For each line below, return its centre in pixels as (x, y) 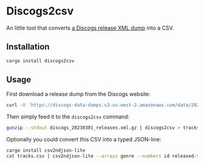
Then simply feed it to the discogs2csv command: (68, 117)
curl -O (16, 105)
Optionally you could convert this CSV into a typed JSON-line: (84, 140)
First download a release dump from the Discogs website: (78, 94)
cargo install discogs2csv (40, 61)
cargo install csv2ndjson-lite (46, 150)
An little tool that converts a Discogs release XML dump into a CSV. (90, 28)
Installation (28, 47)
